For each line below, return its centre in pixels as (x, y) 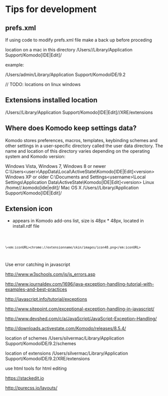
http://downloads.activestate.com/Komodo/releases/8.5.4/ (66, 328)
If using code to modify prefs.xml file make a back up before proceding (78, 40)
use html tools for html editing (36, 368)
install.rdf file (26, 226)
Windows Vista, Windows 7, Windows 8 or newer (56, 166)
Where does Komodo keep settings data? (71, 128)
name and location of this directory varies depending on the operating (77, 151)
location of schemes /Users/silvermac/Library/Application (65, 338)
